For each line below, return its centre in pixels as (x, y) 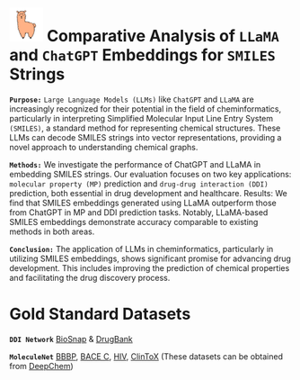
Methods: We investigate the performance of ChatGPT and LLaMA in (135, 164)
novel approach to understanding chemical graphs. (104, 147)
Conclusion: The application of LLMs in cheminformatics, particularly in (141, 249)
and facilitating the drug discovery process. (90, 277)
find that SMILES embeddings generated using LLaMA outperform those (143, 203)
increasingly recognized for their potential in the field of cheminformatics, (146, 109)
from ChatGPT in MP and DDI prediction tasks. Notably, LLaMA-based (139, 212)
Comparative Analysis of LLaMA (163, 36)
